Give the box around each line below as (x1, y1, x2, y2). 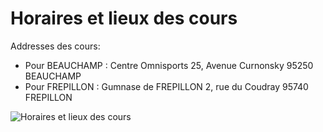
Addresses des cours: (10, 40, 101, 52)
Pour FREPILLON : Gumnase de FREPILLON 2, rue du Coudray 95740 (24, 80, 309, 92)
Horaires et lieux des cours (10, 7, 238, 30)
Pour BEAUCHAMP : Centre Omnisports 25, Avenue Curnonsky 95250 (24, 59, 314, 71)
